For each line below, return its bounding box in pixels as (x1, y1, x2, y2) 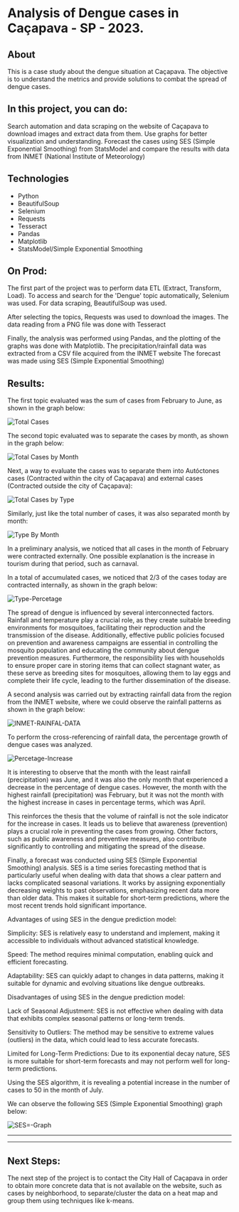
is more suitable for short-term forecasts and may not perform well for (7, 1057, 213, 1065)
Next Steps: (7, 1154, 60, 1167)
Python (17, 191, 39, 200)
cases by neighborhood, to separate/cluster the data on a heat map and (7, 1189, 218, 1198)
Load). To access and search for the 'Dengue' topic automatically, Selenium (7, 292, 230, 300)
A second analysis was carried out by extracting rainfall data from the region (7, 690, 232, 698)
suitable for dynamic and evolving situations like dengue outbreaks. (7, 979, 206, 988)
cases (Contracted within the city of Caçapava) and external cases (7, 474, 203, 483)
